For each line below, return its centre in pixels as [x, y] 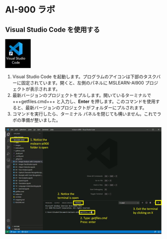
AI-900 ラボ [30, 10]
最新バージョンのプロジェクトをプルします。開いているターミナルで [82, 95]
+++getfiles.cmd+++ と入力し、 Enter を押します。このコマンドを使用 [84, 101]
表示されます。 [45, 89]
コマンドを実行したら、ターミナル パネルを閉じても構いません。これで [85, 114]
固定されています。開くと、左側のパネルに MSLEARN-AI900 [83, 83]
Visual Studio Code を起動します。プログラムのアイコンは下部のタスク [84, 77]
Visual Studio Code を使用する [53, 30]
